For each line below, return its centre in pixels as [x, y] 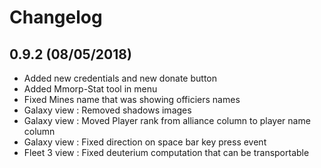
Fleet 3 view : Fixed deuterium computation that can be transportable [166, 152]
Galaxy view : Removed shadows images [107, 110]
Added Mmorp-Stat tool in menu [90, 89]
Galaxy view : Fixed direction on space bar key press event [145, 142]
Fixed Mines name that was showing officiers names [132, 99]
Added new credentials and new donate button [120, 78]
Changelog [56, 17]
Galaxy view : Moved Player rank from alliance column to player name [167, 120]
